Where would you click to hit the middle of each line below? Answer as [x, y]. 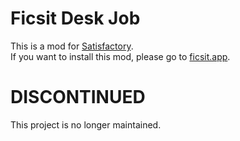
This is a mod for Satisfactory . [72, 46]
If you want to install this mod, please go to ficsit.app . [120, 56]
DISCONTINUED [78, 97]
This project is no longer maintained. [86, 124]
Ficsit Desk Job [75, 18]
